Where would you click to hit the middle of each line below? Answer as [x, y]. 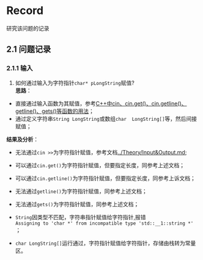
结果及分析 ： [22, 139]
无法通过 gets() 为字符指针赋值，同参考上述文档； [77, 204]
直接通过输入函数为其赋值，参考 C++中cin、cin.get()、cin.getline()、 [101, 103]
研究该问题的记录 [28, 28]
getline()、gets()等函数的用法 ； [55, 111]
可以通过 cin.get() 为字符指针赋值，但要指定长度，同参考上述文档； [100, 165]
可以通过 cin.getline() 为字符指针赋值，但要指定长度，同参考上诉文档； [105, 178]
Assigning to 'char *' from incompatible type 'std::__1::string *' [104, 223]
